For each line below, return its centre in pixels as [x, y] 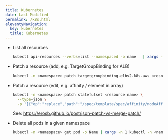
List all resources [30, 48]
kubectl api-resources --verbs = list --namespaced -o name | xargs [86, 57]
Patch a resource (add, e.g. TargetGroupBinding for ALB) [71, 66]
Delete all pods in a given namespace [51, 123]
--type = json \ [32, 99]
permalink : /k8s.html [28, 19]
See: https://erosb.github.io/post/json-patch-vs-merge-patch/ [77, 113]
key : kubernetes [27, 29]
